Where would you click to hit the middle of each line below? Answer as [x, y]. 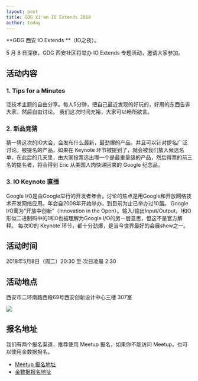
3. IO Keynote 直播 [33, 182]
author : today [24, 23]
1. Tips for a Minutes [36, 91]
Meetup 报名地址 [35, 364]
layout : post [22, 12]
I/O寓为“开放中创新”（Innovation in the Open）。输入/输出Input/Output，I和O [99, 211]
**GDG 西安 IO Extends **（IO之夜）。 [53, 40]
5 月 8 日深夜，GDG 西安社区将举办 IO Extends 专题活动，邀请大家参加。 [95, 53]
